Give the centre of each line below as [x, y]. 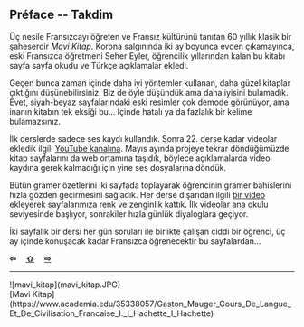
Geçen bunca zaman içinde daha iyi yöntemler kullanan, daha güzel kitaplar [150, 83]
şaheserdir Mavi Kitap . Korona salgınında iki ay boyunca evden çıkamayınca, [152, 46]
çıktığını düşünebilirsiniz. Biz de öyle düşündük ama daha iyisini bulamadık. [149, 92]
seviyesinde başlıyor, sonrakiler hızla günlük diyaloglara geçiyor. [129, 214]
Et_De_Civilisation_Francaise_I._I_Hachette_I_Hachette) [112, 313]
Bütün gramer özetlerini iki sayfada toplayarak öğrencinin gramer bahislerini [151, 185]
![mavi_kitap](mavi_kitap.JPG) [65, 285]
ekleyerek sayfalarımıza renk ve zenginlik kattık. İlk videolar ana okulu [139, 204]
